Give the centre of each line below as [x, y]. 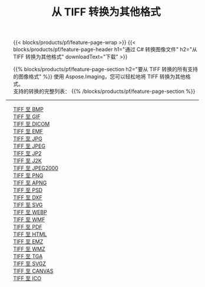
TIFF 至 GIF [27, 117]
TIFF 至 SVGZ [30, 264]
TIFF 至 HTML [30, 234]
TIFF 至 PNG [28, 176]
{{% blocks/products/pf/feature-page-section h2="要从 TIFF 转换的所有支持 [106, 69]
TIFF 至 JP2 [27, 153]
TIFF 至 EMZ [28, 242]
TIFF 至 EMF [28, 131]
